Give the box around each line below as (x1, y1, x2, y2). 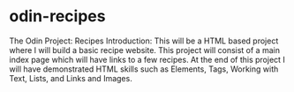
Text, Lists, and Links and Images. (9, 73, 132, 83)
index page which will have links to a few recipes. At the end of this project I (9, 54, 285, 65)
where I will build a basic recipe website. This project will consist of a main (9, 44, 281, 55)
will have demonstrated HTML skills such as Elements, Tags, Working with (9, 64, 279, 74)
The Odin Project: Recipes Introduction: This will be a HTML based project (9, 35, 279, 46)
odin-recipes (9, 6, 106, 27)
